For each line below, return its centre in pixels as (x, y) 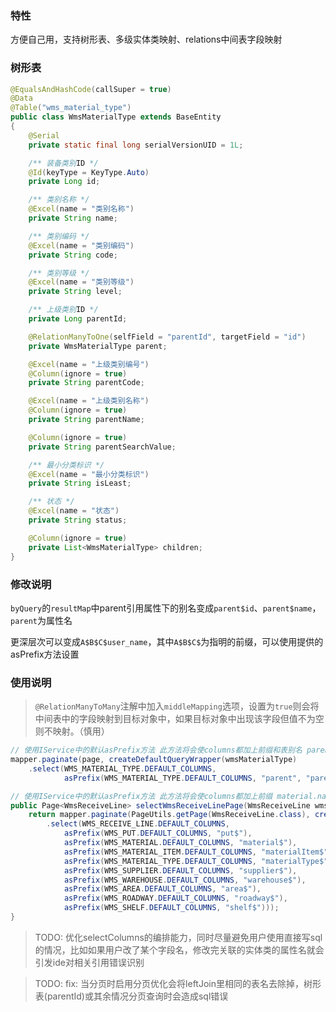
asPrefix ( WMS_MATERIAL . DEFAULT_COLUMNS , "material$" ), (180, 843)
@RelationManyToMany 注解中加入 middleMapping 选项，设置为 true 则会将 (177, 706)
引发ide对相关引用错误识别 (89, 962)
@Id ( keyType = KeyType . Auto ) (89, 172)
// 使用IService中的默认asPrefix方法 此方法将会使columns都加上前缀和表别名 (156, 750)
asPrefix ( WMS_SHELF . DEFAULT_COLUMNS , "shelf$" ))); (171, 908)
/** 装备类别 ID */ (63, 163)
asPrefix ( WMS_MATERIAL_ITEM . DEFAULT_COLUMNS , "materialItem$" (196, 852)
